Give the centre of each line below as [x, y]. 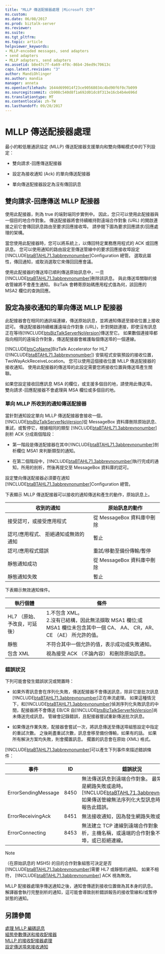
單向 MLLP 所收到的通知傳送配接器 [46, 404]
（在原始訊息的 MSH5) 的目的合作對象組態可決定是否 [58, 863]
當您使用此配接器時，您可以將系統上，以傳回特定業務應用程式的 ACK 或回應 [82, 243]
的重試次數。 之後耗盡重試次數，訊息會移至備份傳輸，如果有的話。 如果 [84, 733]
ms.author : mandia [24, 78]
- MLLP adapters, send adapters [38, 60]
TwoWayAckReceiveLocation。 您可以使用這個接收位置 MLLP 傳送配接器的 [81, 361]
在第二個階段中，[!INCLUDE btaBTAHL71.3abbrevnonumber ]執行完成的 [83, 461]
